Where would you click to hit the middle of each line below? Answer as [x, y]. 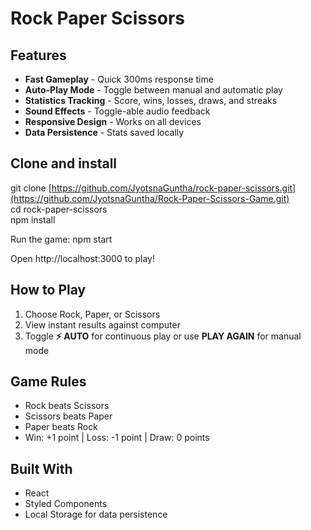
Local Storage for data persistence [96, 514]
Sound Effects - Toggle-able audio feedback [117, 111]
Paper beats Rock [61, 427]
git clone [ [31, 188]
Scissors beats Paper [68, 416]
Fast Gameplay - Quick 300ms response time [119, 79]
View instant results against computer [102, 324]
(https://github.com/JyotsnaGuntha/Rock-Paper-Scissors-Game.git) [150, 198]
